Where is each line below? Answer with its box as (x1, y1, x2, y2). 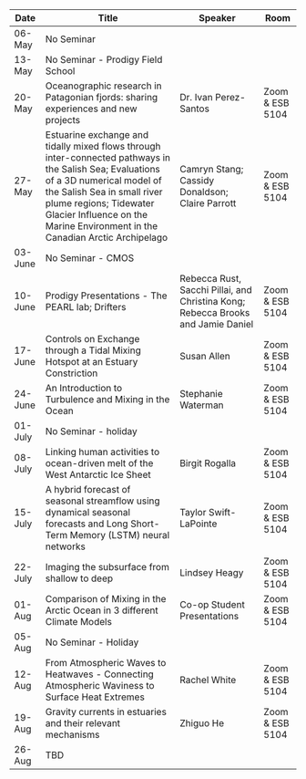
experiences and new (45, 102, 138, 115)
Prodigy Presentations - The (45, 289, 168, 302)
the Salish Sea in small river (45, 186, 163, 198)
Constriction (45, 367, 98, 379)
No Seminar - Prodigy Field (45, 54, 163, 66)
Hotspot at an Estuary (45, 356, 138, 368)
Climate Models (45, 616, 112, 628)
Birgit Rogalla (179, 457, 237, 469)
